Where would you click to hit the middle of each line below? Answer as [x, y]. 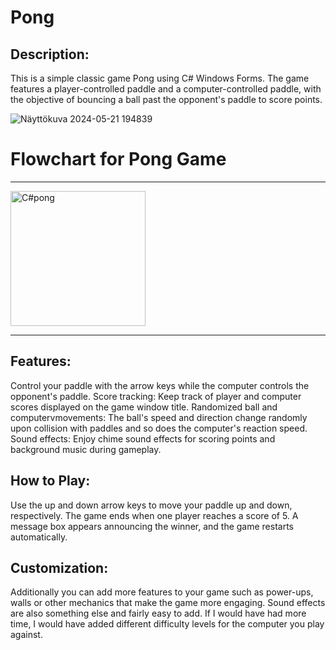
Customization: [59, 567]
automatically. [39, 537]
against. [26, 635]
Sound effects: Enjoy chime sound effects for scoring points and [143, 438]
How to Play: [50, 481]
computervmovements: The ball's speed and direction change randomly [159, 417]
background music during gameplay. [86, 449]
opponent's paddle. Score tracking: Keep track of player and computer [156, 396]
